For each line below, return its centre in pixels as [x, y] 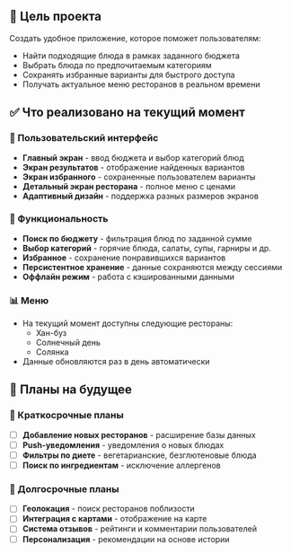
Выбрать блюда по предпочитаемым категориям [117, 65]
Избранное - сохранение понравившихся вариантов [124, 258]
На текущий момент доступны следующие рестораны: [128, 323]
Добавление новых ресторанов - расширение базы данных [139, 434]
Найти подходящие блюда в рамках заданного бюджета [131, 56]
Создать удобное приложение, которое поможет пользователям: [135, 38]
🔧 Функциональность [59, 219]
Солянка [52, 352]
